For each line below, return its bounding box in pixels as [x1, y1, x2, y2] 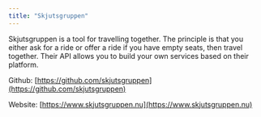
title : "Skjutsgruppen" [8, 11, 89, 20]
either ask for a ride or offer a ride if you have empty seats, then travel [8, 42, 243, 52]
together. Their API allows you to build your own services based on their [8, 51, 250, 61]
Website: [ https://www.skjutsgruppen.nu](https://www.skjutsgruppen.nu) [8, 99, 253, 109]
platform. [8, 60, 39, 69]
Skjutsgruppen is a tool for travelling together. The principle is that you [8, 34, 244, 44]
